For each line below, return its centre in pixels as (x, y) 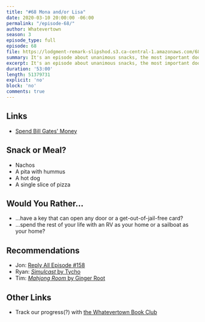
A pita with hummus (40, 171)
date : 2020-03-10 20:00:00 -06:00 (50, 18)
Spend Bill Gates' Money (46, 131)
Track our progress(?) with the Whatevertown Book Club (86, 312)
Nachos (25, 165)
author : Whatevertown (34, 29)
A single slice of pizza (43, 185)
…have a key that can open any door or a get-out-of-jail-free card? (99, 218)
